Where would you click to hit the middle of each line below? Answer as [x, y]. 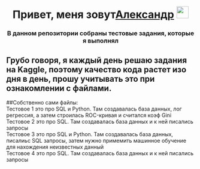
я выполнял [101, 41]
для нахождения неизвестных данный [55, 147]
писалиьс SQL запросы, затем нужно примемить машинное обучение [96, 140]
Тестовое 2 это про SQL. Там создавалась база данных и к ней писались [100, 121]
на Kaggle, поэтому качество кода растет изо [96, 70]
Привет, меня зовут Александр [94, 15]
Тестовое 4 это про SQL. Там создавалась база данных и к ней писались [100, 153]
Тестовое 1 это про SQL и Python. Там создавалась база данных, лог [94, 109]
